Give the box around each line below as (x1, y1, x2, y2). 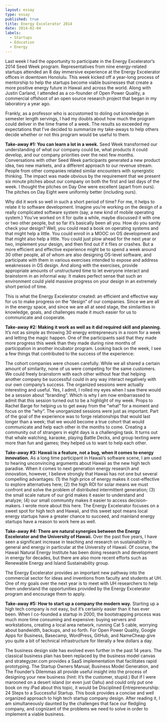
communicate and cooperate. (5, 314, 66, 320)
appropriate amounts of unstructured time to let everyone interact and (5, 268, 149, 274)
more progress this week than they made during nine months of (5, 340, 136, 346)
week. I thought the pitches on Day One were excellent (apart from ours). (5, 183, 156, 190)
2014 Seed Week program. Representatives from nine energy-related (5, 63, 147, 69)
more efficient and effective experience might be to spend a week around (5, 246, 156, 252)
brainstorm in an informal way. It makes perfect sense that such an (5, 273, 142, 279)
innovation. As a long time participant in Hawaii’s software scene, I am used (5, 455, 162, 461)
